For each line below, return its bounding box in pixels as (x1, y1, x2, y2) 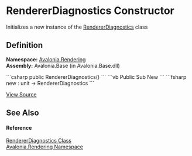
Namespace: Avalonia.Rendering (6, 56, 86, 63)
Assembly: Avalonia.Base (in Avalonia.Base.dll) (6, 62, 120, 69)
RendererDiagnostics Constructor (6, 4, 174, 18)
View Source (6, 91, 37, 98)
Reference (6, 124, 32, 131)
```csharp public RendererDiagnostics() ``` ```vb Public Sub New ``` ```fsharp (6, 73, 187, 80)
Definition (6, 40, 43, 50)
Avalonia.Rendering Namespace (6, 143, 84, 150)
